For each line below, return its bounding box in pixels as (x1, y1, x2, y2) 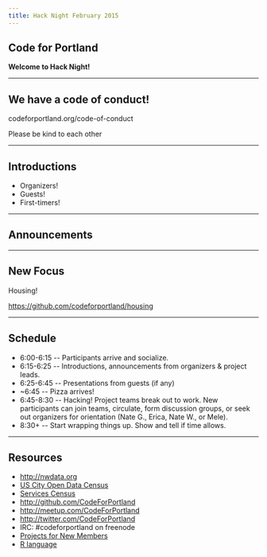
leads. (19, 369, 41, 379)
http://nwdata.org (19, 472, 78, 481)
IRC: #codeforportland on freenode (19, 523, 136, 532)
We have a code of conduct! (8, 92, 149, 106)
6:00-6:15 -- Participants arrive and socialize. (19, 353, 169, 362)
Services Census (19, 489, 75, 498)
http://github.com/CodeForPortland (19, 497, 136, 507)
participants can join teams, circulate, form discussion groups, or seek (19, 403, 250, 413)
